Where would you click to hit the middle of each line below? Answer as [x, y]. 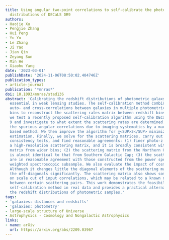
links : [12, 220]
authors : [14, 19]
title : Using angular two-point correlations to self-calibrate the [78, 10]
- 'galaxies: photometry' [32, 206]
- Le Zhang [17, 43]
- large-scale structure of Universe [45, 211]
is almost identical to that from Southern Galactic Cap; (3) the [81, 155]
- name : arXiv [20, 225]
